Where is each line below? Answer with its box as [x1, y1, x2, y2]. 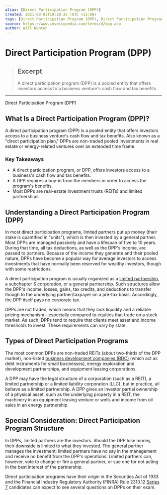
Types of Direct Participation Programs [5, 337, 128, 345]
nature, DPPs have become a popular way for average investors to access [5, 255, 157, 261]
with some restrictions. [5, 266, 52, 272]
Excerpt [17, 67, 42, 75]
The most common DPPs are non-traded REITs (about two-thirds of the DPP [5, 350, 161, 356]
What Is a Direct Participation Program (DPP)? [5, 114, 150, 123]
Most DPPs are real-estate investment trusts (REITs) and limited [12, 188, 143, 194]
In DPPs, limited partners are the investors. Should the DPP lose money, [5, 437, 152, 443]
